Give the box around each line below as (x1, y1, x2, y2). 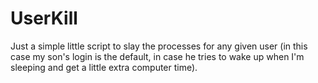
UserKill (10, 7, 78, 30)
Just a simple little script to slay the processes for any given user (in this (10, 40, 308, 52)
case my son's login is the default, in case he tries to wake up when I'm (10, 50, 305, 62)
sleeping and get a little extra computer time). (10, 61, 198, 73)
